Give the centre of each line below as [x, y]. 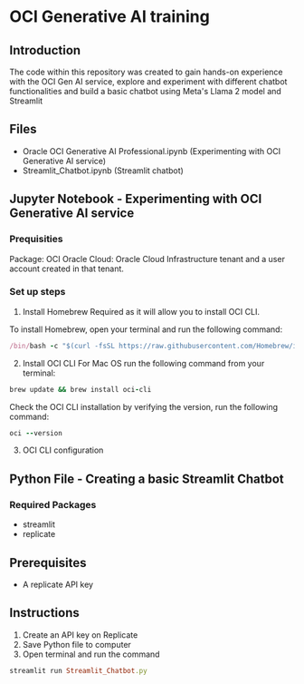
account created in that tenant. [67, 269]
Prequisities [36, 239]
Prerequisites [48, 563]
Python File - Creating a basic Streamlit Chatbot [147, 479]
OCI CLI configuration [63, 450]
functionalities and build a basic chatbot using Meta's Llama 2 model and [146, 91]
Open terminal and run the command [91, 654]
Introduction [45, 50]
